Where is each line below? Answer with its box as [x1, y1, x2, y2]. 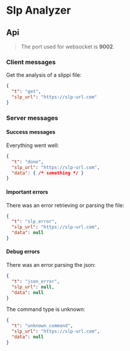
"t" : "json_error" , [11, 278, 60, 284]
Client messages [6, 58, 56, 66]
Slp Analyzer [6, 4, 72, 17]
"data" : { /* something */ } [11, 170, 84, 176]
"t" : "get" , [11, 89, 42, 95]
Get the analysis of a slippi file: [6, 72, 82, 79]
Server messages [6, 114, 58, 122]
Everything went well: [6, 141, 60, 149]
